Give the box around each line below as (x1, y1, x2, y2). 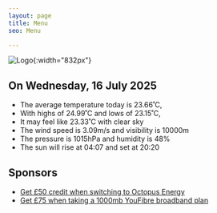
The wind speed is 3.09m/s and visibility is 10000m (19, 126, 190, 135)
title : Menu (8, 19, 48, 27)
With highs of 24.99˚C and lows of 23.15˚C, (19, 109, 162, 119)
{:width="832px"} (33, 55, 92, 65)
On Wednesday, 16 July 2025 (8, 78, 158, 92)
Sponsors (8, 166, 58, 179)
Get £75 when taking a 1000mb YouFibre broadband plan (19, 195, 209, 205)
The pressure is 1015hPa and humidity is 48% (19, 134, 171, 144)
